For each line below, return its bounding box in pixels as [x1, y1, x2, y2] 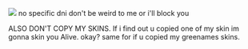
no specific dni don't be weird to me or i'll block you [18, 9, 190, 17]
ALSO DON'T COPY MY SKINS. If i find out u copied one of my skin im [8, 24, 240, 33]
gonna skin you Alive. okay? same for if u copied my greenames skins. [8, 32, 240, 41]
